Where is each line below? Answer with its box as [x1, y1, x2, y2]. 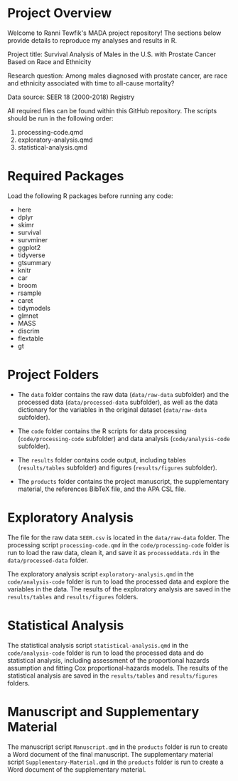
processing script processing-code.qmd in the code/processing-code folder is [7, 540, 229, 549]
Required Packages [7, 168, 124, 185]
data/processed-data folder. [7, 556, 89, 564]
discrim [17, 326, 40, 335]
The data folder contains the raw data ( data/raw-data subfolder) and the [17, 390, 229, 398]
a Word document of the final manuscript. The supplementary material [7, 750, 213, 758]
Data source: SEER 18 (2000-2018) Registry [7, 93, 135, 101]
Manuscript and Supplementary [7, 703, 200, 720]
